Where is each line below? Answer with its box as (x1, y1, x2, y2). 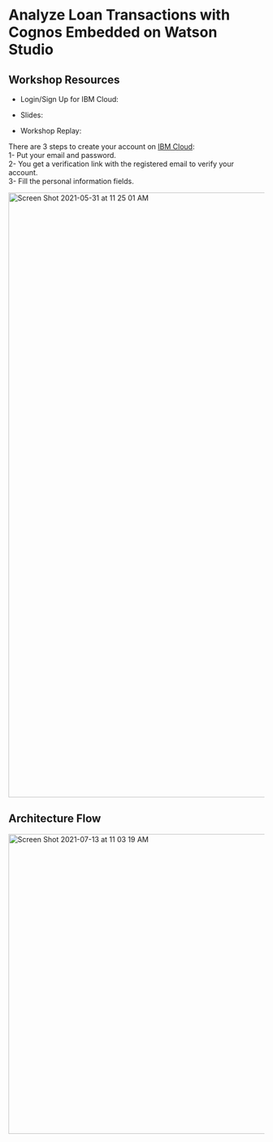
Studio (8, 41, 54, 59)
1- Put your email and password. (8, 151, 116, 160)
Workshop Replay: (19, 126, 82, 135)
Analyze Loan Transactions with (8, 6, 230, 24)
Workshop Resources (8, 72, 120, 86)
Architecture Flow (8, 812, 102, 826)
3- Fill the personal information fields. (8, 177, 134, 186)
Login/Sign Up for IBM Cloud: (19, 94, 119, 103)
